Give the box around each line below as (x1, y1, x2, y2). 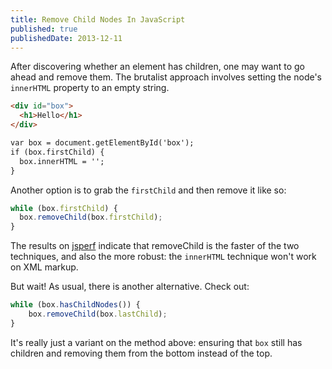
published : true (10, 24, 78, 34)
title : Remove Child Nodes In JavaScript (10, 14, 186, 25)
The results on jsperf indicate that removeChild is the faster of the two (10, 240, 300, 252)
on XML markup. (10, 261, 79, 273)
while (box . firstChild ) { (10, 203, 118, 213)
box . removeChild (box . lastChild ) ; (28, 309, 168, 319)
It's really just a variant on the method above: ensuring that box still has (10, 336, 303, 348)
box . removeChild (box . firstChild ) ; (19, 212, 163, 223)
